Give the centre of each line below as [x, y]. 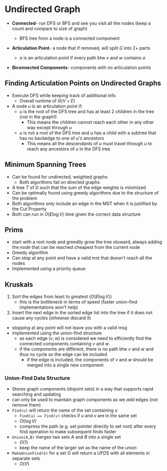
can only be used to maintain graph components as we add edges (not [85, 400]
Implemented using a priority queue [49, 269]
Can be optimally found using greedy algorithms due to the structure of [85, 193]
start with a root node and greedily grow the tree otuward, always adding [87, 242]
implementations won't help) [49, 307]
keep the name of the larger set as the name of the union [78, 448]
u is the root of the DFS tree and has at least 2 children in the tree [87, 111]
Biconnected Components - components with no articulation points [81, 67]
